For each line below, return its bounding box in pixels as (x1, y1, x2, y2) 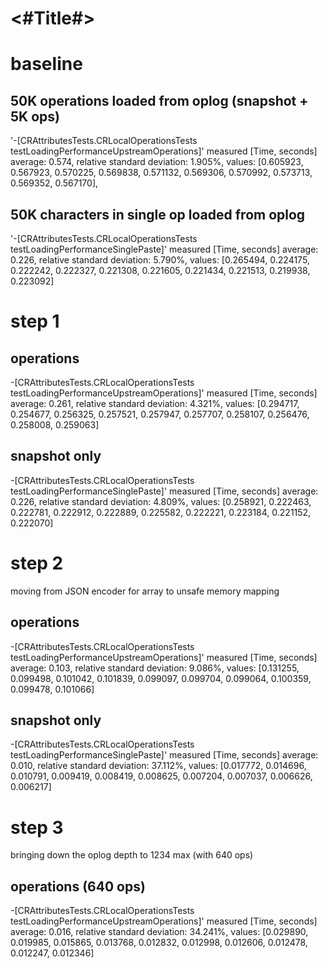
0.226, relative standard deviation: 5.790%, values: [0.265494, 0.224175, (10, 254, 310, 266)
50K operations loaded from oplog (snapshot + (10, 92, 309, 109)
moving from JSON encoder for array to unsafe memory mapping (10, 585, 280, 597)
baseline (10, 53, 83, 76)
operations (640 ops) (10, 878, 146, 895)
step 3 (10, 816, 64, 839)
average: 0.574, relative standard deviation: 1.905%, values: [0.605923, (10, 156, 304, 168)
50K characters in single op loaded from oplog (10, 206, 306, 223)
